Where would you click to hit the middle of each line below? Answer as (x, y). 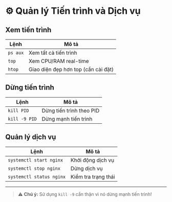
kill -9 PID (23, 119)
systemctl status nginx (37, 177)
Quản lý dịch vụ (31, 137)
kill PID (18, 110)
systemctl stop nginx (34, 168)
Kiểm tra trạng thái (93, 176)
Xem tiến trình (28, 30)
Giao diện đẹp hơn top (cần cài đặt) (71, 69)
